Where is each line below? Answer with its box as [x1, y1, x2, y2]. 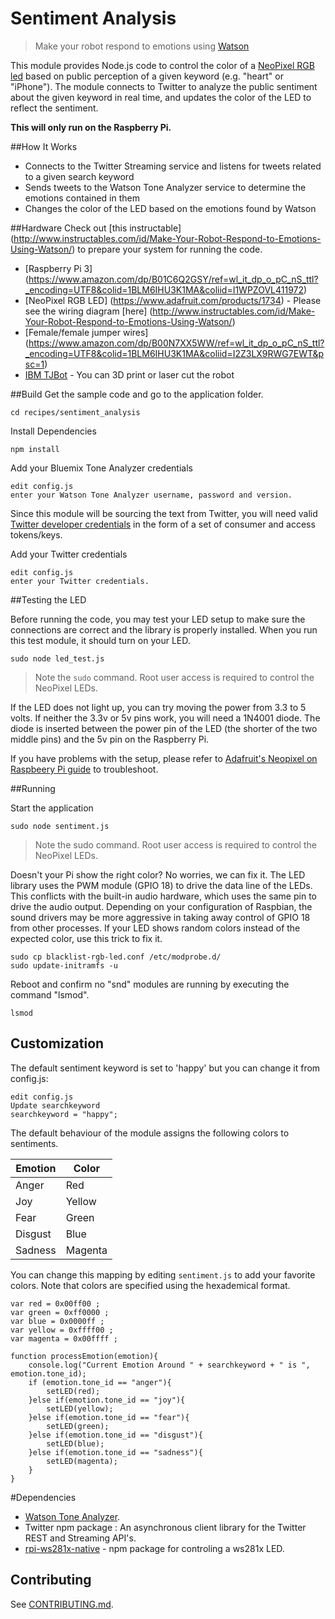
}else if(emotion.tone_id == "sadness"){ [28, 1447, 203, 1457]
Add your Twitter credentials [10, 548, 128, 560]
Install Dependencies [10, 425, 97, 437]
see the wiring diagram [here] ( [24, 305, 153, 317]
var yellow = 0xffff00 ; [10, 1325, 114, 1335]
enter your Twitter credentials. [10, 576, 150, 586]
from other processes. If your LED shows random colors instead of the [10, 922, 301, 934]
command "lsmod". [10, 988, 90, 1001]
